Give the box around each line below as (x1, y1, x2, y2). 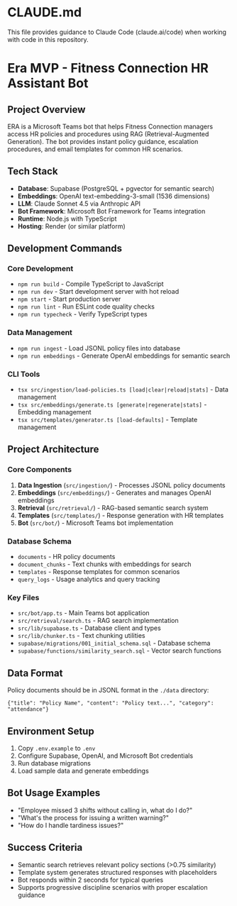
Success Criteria (7, 841, 83, 853)
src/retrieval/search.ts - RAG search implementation (17, 617, 179, 625)
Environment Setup (7, 725, 94, 737)
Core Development (7, 264, 74, 274)
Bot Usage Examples (7, 787, 101, 799)
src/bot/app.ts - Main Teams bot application (17, 609, 150, 617)
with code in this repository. (7, 35, 89, 43)
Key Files (7, 592, 40, 602)
